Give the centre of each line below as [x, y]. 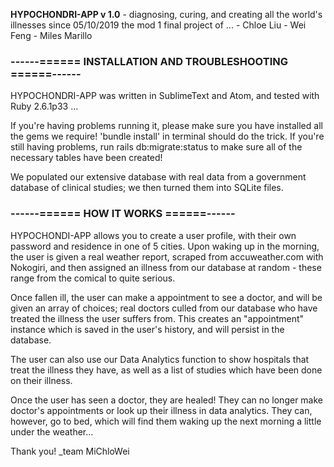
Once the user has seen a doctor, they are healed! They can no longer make [166, 400]
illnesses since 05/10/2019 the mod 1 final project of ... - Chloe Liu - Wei [158, 25]
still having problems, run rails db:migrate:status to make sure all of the [156, 147]
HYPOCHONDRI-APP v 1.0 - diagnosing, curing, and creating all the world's [166, 14]
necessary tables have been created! [86, 158]
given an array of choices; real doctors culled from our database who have [164, 308]
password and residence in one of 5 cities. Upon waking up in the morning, [165, 246]
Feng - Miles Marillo [51, 35]
